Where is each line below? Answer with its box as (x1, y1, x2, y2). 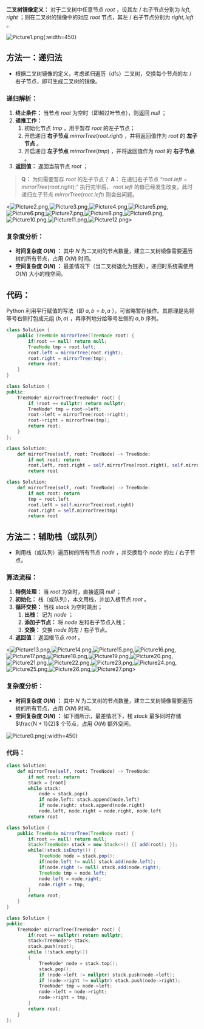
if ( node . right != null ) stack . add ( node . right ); (38, 864, 162, 870)
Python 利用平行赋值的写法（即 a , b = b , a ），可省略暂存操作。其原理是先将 (6, 307, 195, 315)
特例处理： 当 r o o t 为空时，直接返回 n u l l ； (15, 588, 122, 595)
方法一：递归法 (6, 52, 63, 63)
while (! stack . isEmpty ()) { (28, 847, 97, 853)
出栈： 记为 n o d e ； (24, 611, 74, 618)
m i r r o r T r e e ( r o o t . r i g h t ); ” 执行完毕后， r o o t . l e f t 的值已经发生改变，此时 (21, 183, 193, 191)
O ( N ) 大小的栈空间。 (15, 270, 67, 278)
